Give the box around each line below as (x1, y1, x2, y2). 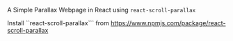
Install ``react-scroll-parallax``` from (7, 19, 110, 27)
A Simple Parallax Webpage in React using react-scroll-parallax (7, 6, 196, 14)
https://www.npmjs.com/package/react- (110, 19, 226, 27)
